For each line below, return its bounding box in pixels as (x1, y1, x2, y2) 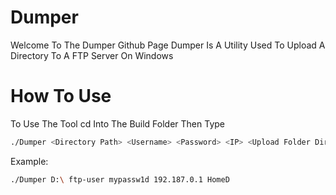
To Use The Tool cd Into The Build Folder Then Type (10, 117, 226, 130)
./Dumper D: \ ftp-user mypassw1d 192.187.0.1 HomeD (10, 174, 230, 185)
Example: (10, 155, 49, 167)
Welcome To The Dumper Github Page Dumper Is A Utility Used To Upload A (10, 39, 326, 51)
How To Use (10, 85, 112, 108)
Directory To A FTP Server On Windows (10, 49, 174, 61)
